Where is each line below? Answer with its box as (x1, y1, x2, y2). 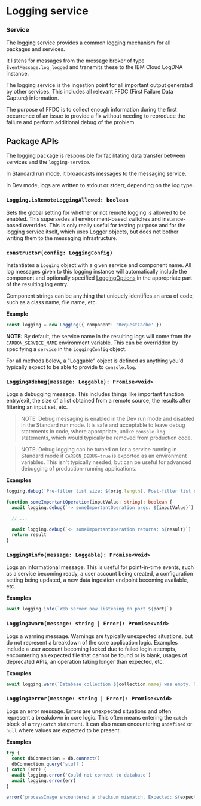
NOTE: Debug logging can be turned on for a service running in (20, 446, 178, 453)
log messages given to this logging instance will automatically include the (6, 268, 187, 275)
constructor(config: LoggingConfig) (6, 249, 113, 256)
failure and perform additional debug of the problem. (6, 119, 136, 126)
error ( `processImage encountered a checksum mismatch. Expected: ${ (6, 794, 181, 800)
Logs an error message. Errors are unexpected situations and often (6, 707, 172, 715)
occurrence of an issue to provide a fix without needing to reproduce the (6, 112, 185, 119)
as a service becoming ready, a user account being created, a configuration (6, 570, 193, 577)
